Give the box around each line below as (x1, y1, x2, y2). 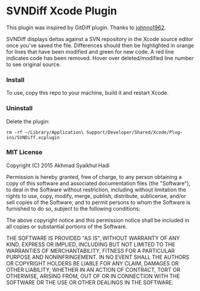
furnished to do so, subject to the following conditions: (6, 205, 140, 212)
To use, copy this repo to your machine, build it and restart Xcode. (6, 89, 169, 97)
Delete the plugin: (6, 117, 50, 125)
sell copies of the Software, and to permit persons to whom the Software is (6, 199, 191, 206)
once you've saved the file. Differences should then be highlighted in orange (6, 42, 194, 49)
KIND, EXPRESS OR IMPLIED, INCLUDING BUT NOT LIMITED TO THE (6, 240, 176, 248)
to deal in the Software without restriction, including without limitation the (6, 186, 186, 193)
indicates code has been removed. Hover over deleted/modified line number (6, 54, 194, 61)
